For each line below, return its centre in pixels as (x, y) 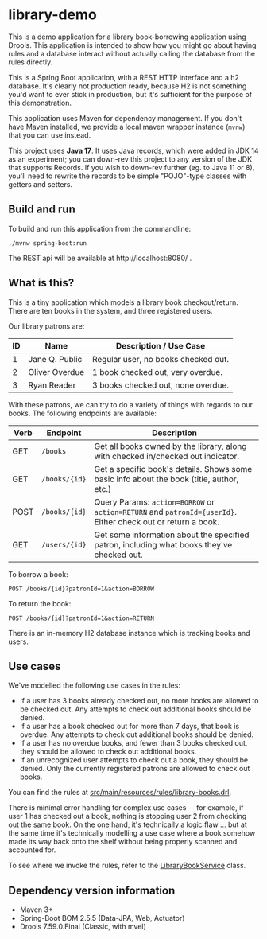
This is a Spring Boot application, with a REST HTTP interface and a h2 (124, 77)
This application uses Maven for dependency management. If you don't (125, 118)
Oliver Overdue (56, 372)
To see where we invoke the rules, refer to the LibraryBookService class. (127, 866)
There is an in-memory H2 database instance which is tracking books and (129, 633)
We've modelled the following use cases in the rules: (95, 685)
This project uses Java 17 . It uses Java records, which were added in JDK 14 (133, 150)
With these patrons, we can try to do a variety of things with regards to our (130, 404)
